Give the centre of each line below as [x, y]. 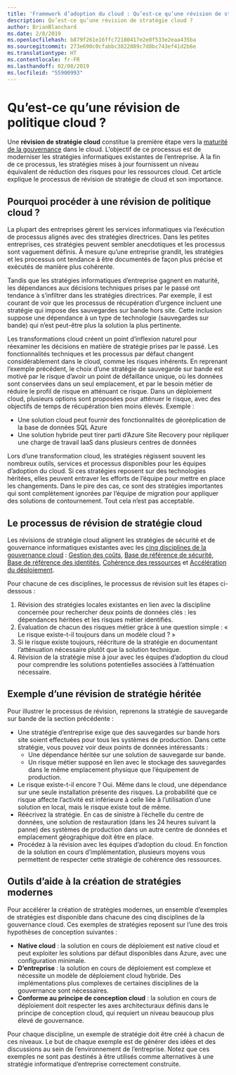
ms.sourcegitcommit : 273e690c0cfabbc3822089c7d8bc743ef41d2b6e [102, 46]
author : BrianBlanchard [42, 27]
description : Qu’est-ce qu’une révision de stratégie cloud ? [100, 20]
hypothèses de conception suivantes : [63, 932]
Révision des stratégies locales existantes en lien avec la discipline [114, 605]
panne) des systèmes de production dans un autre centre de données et [122, 829]
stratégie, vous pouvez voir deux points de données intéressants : [113, 747]
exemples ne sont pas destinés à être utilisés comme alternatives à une [111, 1056]
